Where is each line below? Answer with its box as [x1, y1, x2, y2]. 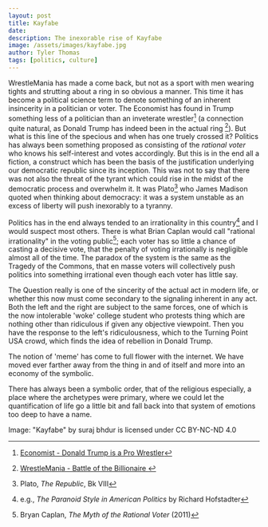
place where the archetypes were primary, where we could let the [8, 393, 225, 402]
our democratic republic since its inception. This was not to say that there [8, 165, 250, 176]
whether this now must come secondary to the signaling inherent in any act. [8, 294, 258, 303]
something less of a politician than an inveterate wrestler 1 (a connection [8, 112, 244, 123]
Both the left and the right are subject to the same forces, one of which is [8, 303, 249, 312]
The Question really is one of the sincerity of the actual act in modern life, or [8, 285, 259, 295]
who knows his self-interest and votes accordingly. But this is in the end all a [8, 149, 260, 158]
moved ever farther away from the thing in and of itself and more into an [8, 360, 246, 370]
